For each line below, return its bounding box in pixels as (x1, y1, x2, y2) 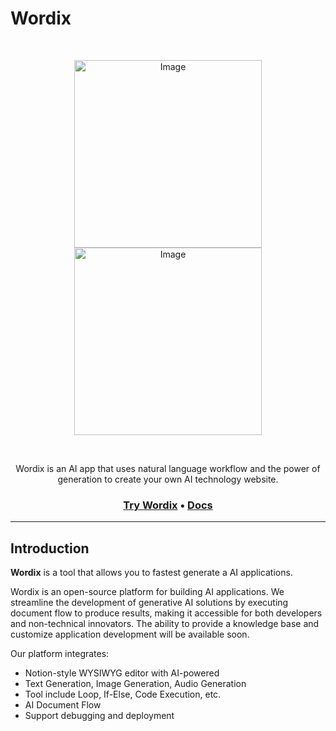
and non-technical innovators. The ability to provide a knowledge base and (10, 618, 320, 630)
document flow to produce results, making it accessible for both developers (10, 607, 323, 619)
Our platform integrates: (10, 648, 110, 660)
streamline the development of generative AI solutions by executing (10, 597, 289, 609)
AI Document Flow (24, 699, 102, 711)
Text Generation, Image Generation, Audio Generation (24, 678, 247, 690)
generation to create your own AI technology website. (57, 473, 279, 485)
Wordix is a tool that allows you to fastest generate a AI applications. (10, 567, 293, 579)
